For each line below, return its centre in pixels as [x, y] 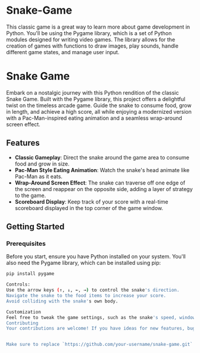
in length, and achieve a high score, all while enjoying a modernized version [99, 111]
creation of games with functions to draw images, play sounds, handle [92, 46]
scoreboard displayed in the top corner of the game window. [89, 208]
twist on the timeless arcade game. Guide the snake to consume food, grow [99, 105]
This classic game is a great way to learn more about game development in [98, 27]
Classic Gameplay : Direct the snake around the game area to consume [102, 157]
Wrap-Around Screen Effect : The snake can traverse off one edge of [100, 183]
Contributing [22, 323]
